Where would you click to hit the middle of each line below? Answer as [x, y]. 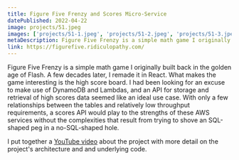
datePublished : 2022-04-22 [47, 21]
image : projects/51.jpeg [44, 27]
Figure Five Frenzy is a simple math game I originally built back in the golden [119, 67]
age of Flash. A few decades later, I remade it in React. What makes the [112, 75]
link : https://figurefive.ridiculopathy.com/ [76, 47]
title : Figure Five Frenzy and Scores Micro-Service [87, 14]
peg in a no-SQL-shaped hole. [75, 128]
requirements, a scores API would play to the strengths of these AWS [108, 112]
